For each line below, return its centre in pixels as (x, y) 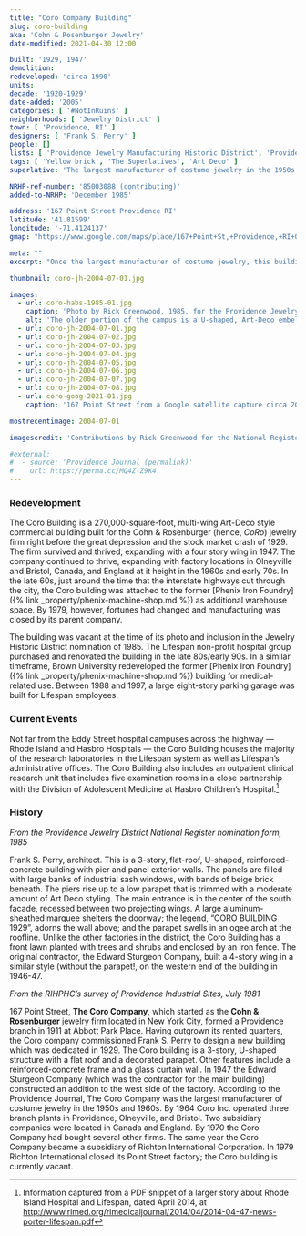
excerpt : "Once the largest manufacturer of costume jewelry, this (140, 262)
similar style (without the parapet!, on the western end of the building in (143, 966)
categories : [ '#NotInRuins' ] (69, 110)
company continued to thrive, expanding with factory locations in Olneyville (151, 561)
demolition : (32, 68)
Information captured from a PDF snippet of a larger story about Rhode (156, 1192)
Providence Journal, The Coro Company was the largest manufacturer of (146, 1098)
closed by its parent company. (66, 620)
